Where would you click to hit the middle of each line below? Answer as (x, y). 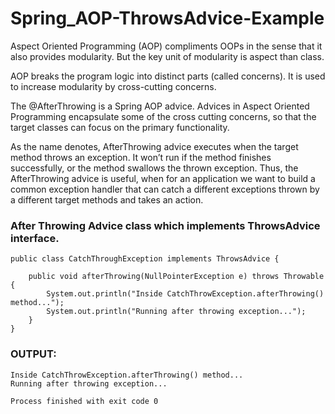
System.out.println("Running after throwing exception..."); (176, 312)
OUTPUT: (33, 354)
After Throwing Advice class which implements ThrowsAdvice (165, 225)
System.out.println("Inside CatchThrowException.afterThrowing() (185, 294)
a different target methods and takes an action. (107, 199)
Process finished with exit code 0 (84, 401)
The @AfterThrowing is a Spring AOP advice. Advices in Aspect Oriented (160, 106)
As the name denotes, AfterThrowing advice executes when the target (154, 146)
